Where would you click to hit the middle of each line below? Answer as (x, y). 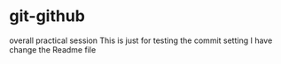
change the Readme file (53, 49)
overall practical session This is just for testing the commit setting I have (141, 40)
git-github (47, 16)
